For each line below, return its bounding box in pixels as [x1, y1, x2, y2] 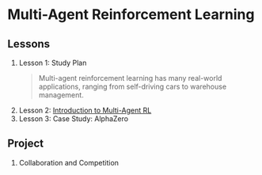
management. [38, 90, 84, 100]
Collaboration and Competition [18, 158, 120, 167]
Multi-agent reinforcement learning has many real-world [38, 74, 222, 82]
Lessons [7, 37, 51, 51]
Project [7, 137, 44, 150]
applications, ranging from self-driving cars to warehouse [38, 82, 227, 91]
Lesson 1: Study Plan [18, 58, 87, 67]
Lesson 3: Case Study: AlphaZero [18, 114, 128, 124]
